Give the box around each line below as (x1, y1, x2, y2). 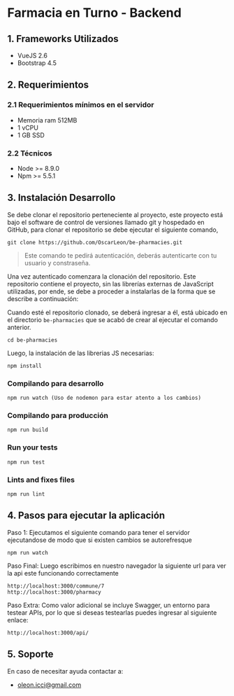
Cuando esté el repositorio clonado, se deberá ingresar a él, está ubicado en (7, 308, 228, 316)
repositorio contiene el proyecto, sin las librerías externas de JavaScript (7, 279, 214, 288)
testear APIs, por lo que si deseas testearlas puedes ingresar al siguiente (7, 608, 217, 617)
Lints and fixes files (7, 475, 75, 485)
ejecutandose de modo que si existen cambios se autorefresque (7, 536, 192, 544)
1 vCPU (17, 123, 38, 132)
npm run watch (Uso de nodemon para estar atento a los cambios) (7, 394, 201, 402)
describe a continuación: (7, 294, 79, 302)
